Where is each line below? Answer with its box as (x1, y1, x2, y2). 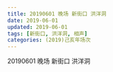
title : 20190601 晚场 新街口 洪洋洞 (7, 10, 107, 18)
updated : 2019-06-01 (7, 23, 69, 30)
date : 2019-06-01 (7, 17, 59, 24)
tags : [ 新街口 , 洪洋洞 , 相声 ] (7, 30, 88, 37)
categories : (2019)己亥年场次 (7, 37, 91, 44)
